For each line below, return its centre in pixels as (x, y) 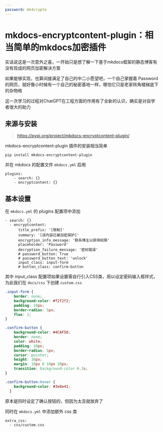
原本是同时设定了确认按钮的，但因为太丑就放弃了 (54, 401)
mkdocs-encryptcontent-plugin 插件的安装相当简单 (56, 146)
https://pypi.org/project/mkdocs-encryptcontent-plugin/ (73, 136)
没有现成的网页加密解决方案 (33, 68)
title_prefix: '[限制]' (41, 230)
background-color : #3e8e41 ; (42, 386)
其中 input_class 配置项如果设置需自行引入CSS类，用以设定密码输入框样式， (81, 276)
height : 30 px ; (28, 360)
